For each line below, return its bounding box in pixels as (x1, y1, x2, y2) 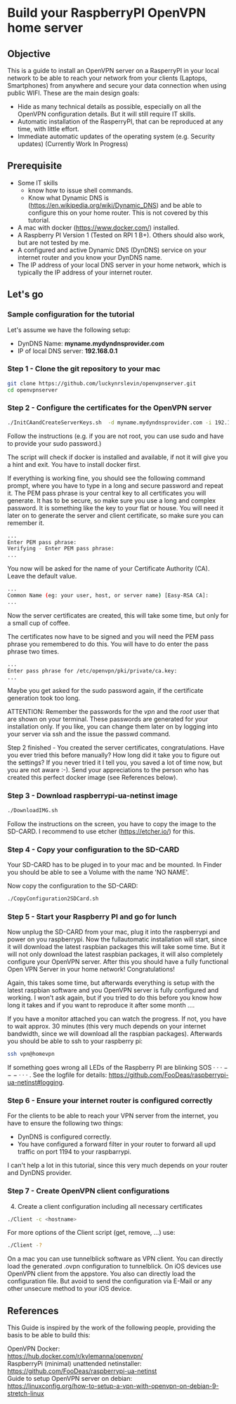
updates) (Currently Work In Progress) (17, 140, 129, 148)
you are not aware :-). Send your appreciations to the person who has (7, 766, 209, 774)
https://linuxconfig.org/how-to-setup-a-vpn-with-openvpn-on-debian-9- (7, 1382, 219, 1391)
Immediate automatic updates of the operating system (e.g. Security (17, 132, 216, 140)
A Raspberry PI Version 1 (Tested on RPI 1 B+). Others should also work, (17, 230, 225, 239)
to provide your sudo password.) (7, 439, 102, 447)
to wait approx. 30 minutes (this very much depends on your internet (7, 1022, 206, 1031)
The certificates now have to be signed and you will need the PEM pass (7, 632, 214, 640)
